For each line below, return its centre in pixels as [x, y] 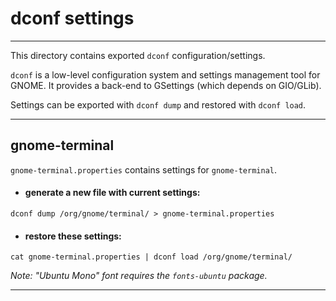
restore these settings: [73, 236]
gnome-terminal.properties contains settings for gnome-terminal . [144, 169]
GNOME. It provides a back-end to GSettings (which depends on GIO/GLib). [166, 85]
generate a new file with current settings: [112, 193]
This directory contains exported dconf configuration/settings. [138, 55]
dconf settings [72, 18]
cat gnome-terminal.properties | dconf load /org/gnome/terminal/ [151, 257]
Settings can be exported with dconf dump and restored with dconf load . [158, 104]
